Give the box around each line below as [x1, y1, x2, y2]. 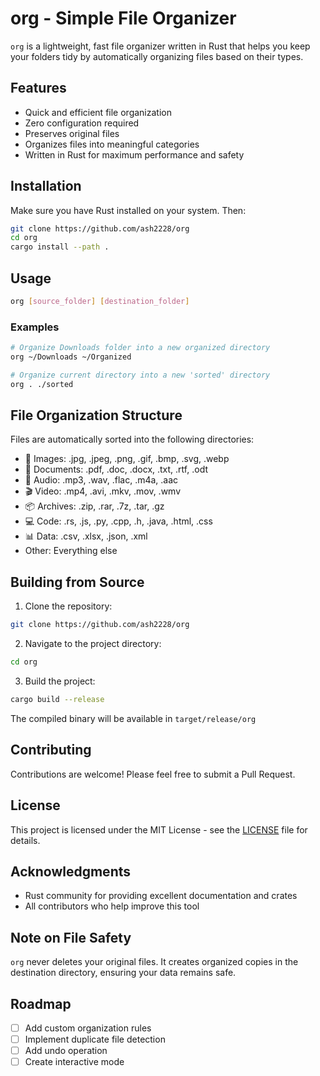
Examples [10, 320, 60, 334]
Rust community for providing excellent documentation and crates [24, 890, 298, 902]
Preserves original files [24, 127, 120, 139]
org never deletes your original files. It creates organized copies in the [10, 956, 299, 968]
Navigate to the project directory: [24, 638, 162, 650]
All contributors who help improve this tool [24, 900, 200, 912]
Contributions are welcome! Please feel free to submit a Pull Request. [10, 768, 296, 780]
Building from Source [10, 573, 145, 591]
